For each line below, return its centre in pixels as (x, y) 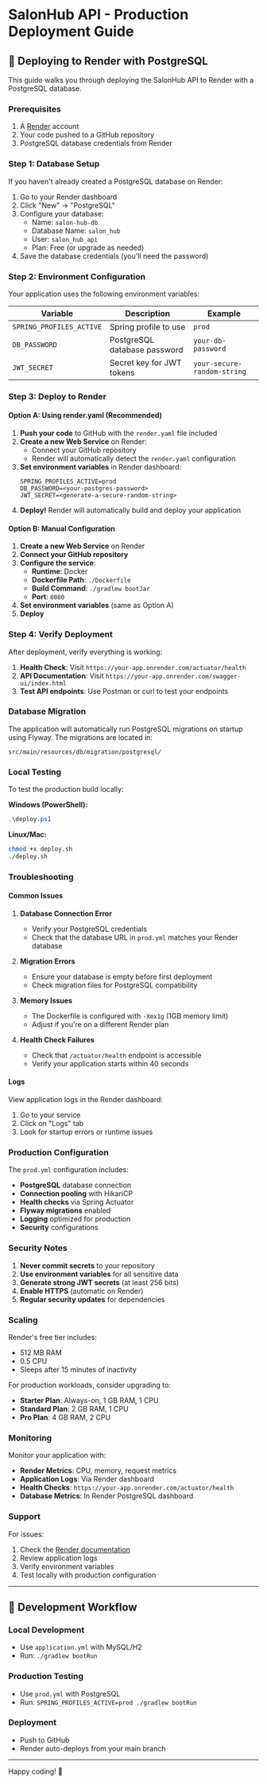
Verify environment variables (67, 1566)
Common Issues (36, 896)
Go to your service (50, 1115)
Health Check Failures (57, 1039)
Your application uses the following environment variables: (104, 294)
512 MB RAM (41, 1352)
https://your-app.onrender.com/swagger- (173, 676)
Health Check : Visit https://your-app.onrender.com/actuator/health (133, 667)
